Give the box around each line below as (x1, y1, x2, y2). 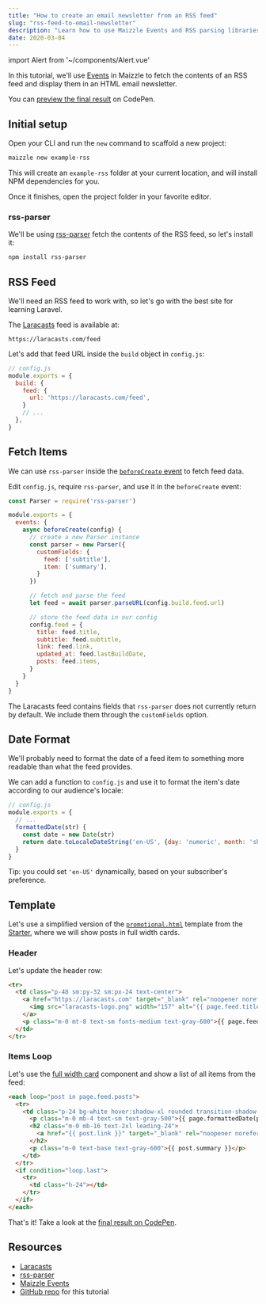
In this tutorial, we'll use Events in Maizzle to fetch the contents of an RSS (8, 70, 248, 80)
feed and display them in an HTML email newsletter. (8, 79, 178, 89)
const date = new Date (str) (22, 831, 115, 838)
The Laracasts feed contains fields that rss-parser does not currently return (8, 701, 256, 711)
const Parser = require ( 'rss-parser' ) (8, 496, 136, 505)
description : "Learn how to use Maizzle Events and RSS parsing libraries (8, 26, 260, 34)
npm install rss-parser (8, 253, 87, 261)
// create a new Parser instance (28, 534, 140, 542)
